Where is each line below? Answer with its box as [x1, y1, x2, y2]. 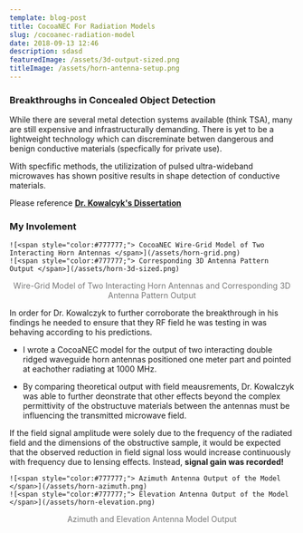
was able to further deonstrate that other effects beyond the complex [22, 391, 281, 402]
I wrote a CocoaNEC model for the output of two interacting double [22, 344, 273, 355]
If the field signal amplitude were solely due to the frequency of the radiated [9, 428, 292, 439]
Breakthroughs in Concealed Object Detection [9, 93, 216, 106]
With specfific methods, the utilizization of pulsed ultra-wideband [9, 160, 253, 172]
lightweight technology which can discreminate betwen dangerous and [9, 133, 274, 145]
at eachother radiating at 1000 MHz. [22, 363, 157, 374]
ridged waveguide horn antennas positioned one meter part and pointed [22, 354, 292, 365]
